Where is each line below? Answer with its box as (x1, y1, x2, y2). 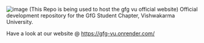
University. (6, 19, 33, 25)
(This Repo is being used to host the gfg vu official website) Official (29, 6, 198, 13)
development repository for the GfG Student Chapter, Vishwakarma (6, 12, 175, 19)
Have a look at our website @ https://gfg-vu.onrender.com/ (6, 30, 155, 37)
